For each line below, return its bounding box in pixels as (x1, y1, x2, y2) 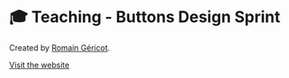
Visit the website (9, 59, 70, 70)
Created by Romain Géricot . (9, 42, 110, 53)
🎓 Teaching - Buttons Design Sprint (9, 7, 281, 27)
